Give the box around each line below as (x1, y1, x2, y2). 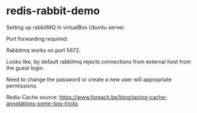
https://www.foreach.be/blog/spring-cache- (59, 93, 168, 101)
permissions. (6, 82, 38, 89)
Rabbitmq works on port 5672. (6, 46, 81, 54)
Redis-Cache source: (6, 93, 58, 101)
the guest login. (6, 64, 45, 72)
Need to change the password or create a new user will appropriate (6, 76, 172, 83)
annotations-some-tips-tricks (6, 99, 79, 107)
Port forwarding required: (6, 35, 68, 42)
